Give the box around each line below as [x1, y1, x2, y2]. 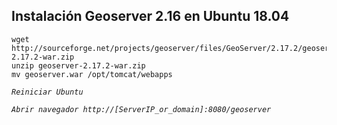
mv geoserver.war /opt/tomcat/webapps [11, 69, 173, 79]
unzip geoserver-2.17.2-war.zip [11, 60, 146, 71]
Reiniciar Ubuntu [11, 87, 84, 97]
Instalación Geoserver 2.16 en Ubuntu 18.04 [11, 8, 290, 25]
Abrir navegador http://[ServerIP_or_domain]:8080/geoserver [11, 104, 272, 114]
